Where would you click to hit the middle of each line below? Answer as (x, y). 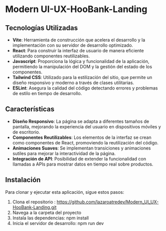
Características (30, 109)
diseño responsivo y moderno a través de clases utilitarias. (73, 83)
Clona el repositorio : (34, 202)
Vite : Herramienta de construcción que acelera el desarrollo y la (79, 40)
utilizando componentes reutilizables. (51, 56)
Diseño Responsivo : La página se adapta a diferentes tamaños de (81, 121)
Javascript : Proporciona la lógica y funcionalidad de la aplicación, (81, 61)
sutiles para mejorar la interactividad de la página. (64, 153)
